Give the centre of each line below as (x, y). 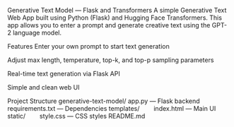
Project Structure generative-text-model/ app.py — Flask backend (104, 101)
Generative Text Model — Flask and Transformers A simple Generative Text (117, 10)
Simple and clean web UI (43, 87)
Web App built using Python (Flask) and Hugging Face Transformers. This (115, 18)
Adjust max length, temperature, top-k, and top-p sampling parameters (111, 60)
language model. (37, 32)
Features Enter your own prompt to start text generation (88, 46)
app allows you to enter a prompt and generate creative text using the (109, 25)
